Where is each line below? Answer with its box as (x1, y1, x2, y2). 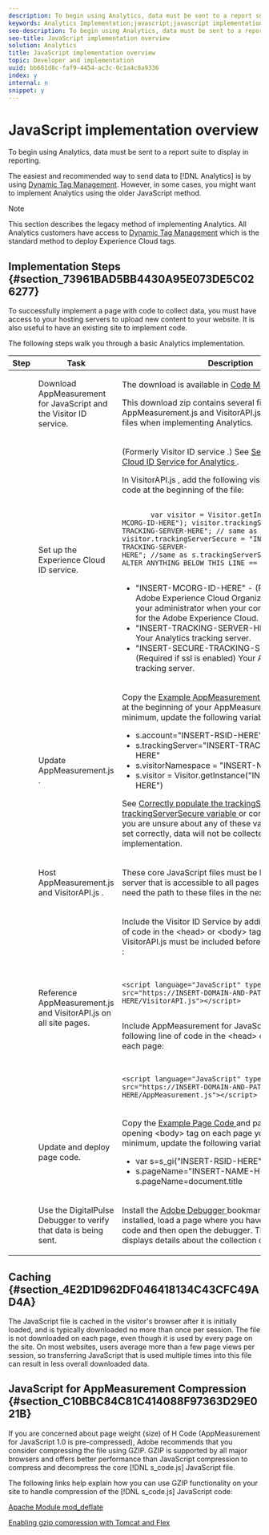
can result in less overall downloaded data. (8, 1359, 150, 1368)
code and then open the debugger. (122, 1225, 253, 1236)
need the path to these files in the (122, 887, 248, 899)
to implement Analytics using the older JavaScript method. (8, 188, 202, 198)
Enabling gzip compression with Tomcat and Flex (8, 1517, 171, 1527)
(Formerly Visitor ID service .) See (122, 446, 250, 458)
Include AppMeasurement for (122, 1020, 232, 1032)
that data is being (38, 1225, 104, 1236)
